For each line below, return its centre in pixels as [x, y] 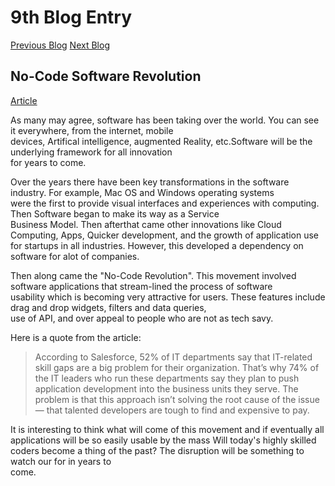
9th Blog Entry [71, 17]
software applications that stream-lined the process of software [141, 286]
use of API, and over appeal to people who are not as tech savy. [142, 318]
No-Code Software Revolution [106, 76]
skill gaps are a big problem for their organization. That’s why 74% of [177, 367]
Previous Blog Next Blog [60, 45]
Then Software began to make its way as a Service [115, 213]
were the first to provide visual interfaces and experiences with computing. [165, 203]
